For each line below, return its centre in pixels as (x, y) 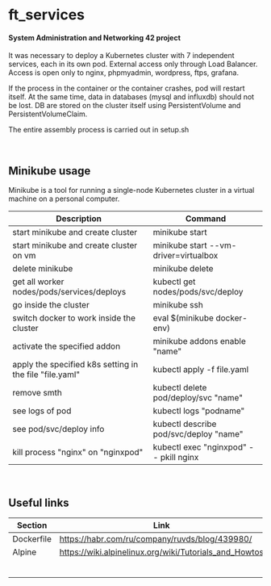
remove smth (37, 393)
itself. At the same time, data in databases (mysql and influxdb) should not (131, 97)
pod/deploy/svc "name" (198, 398)
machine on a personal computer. (64, 199)
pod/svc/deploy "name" (198, 434)
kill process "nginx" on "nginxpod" (78, 452)
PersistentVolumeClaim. (48, 114)
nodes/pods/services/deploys (69, 292)
